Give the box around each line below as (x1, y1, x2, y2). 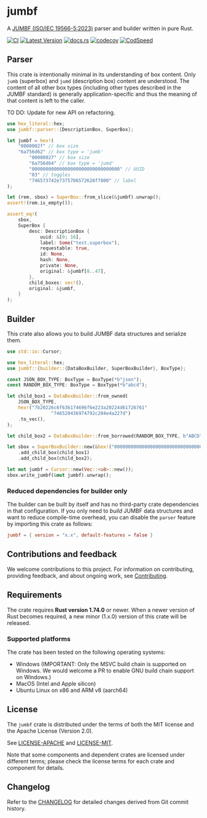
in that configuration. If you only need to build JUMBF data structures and (7, 507, 193, 514)
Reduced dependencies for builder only (7, 487, 128, 495)
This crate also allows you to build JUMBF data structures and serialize (7, 330, 187, 337)
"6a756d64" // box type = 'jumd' (29, 160, 115, 167)
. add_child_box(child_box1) (18, 450, 90, 456)
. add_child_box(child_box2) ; (18, 455, 93, 462)
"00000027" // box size (29, 155, 90, 161)
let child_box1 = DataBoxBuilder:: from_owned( (7, 393, 128, 399)
